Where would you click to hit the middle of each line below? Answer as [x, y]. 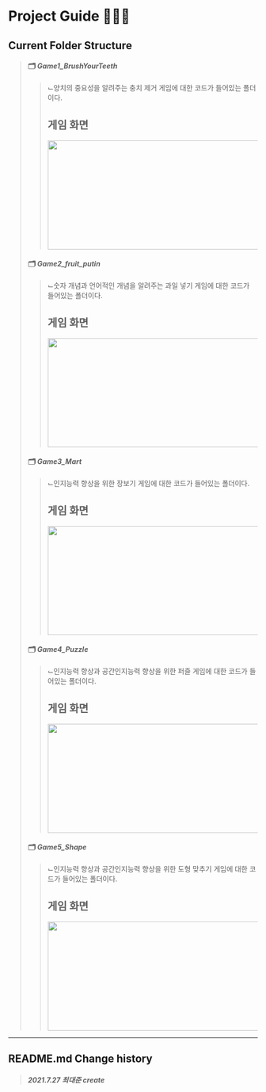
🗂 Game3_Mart [55, 462]
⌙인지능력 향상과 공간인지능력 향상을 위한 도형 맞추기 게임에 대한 [147, 868]
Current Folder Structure [70, 46]
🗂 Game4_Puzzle [58, 649]
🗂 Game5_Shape [57, 847]
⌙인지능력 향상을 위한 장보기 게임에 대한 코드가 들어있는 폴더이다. [148, 483]
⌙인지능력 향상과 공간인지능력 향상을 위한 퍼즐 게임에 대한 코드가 [147, 671]
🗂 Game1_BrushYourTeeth [72, 66]
